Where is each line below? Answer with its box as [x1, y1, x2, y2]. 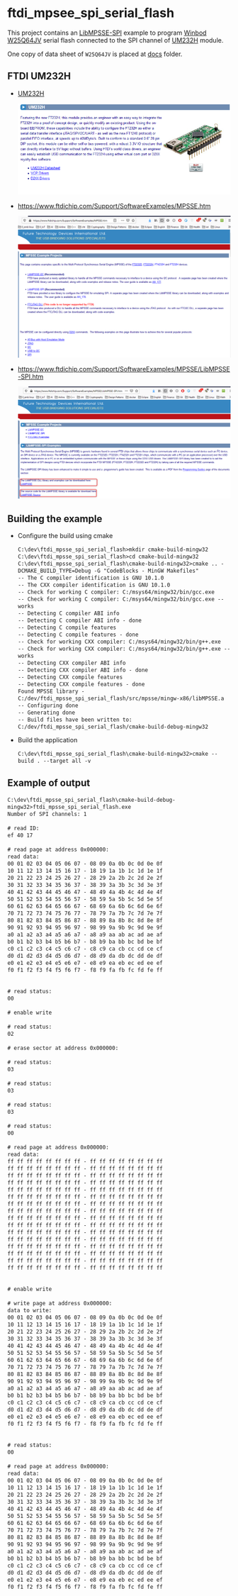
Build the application [17, 736, 78, 744]
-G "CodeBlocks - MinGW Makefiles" [93, 567, 199, 575]
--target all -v [43, 757, 91, 765]
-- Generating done [17, 709, 76, 717]
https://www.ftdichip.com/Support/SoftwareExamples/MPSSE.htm [17, 201, 211, 210]
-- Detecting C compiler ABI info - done [17, 617, 142, 625]
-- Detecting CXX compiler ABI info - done [17, 666, 149, 674]
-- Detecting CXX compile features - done [17, 681, 145, 688]
